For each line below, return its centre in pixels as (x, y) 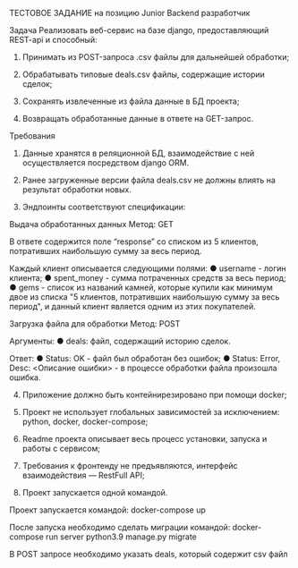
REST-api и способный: (53, 40)
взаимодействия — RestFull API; (83, 475)
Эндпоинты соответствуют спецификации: (104, 207)
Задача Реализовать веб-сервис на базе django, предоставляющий (139, 30)
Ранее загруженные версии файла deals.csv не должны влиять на (149, 180)
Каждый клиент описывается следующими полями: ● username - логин (148, 268)
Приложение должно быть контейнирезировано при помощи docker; (154, 394)
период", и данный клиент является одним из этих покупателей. (133, 306)
